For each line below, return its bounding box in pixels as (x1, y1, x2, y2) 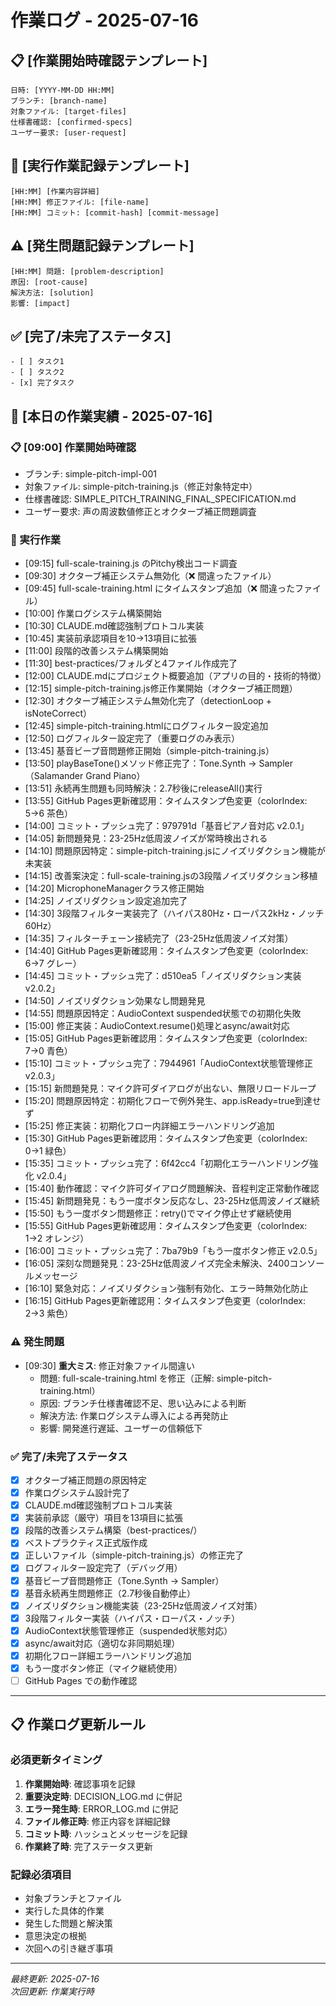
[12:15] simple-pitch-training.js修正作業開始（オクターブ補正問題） (24, 682, 298, 695)
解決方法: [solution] (10, 287, 95, 298)
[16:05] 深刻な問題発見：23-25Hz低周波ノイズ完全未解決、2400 (24, 1257, 290, 1270)
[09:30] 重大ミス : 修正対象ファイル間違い (24, 1359, 195, 1371)
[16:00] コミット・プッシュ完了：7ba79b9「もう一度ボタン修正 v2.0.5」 (24, 1245, 323, 1257)
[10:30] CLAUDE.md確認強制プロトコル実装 (24, 620, 205, 632)
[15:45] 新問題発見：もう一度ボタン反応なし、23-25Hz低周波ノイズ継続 (24, 1195, 320, 1207)
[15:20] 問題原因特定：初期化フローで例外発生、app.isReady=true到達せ (24, 1095, 322, 1107)
